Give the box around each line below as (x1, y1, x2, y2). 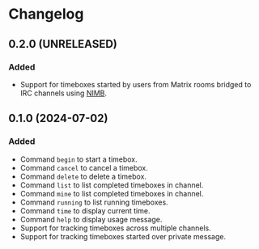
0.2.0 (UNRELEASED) (8, 37, 117, 51)
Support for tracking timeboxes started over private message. (19, 231, 227, 241)
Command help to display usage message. (19, 214, 163, 224)
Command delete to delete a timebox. (19, 171, 147, 181)
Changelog (8, 5, 84, 23)
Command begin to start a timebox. (19, 154, 138, 164)
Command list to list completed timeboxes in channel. (19, 179, 204, 190)
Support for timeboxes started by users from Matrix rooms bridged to (19, 79, 252, 89)
